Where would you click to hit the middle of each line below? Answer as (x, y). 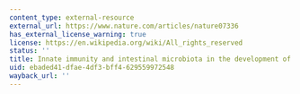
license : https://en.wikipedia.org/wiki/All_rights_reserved (126, 43)
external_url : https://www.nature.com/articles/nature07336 (124, 26)
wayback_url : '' (40, 76)
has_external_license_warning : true (78, 34)
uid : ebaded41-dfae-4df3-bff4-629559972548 (92, 68)
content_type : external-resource (72, 17)
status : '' (30, 51)
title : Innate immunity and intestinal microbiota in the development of (150, 59)
